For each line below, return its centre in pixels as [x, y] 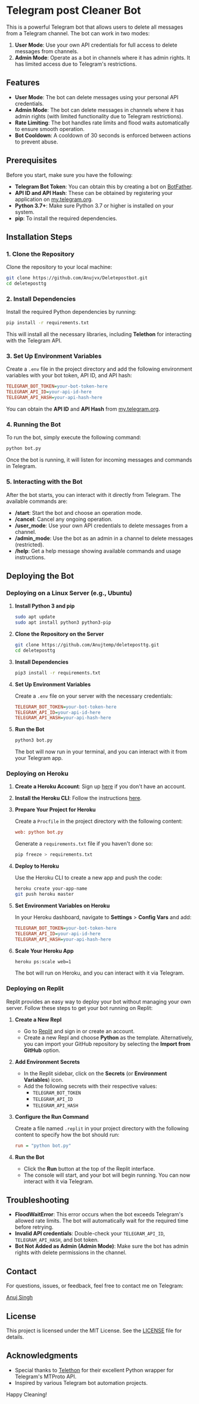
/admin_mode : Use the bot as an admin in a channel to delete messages [104, 538]
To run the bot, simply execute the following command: [74, 438]
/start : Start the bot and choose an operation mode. [78, 512]
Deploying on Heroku [37, 774]
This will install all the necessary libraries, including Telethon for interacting [99, 334]
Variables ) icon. [43, 1079]
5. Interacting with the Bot [44, 482]
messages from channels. [46, 51]
